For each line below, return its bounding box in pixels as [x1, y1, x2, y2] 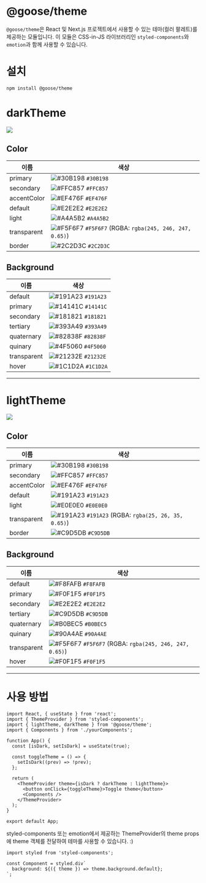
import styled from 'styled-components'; [6, 849, 114, 856]
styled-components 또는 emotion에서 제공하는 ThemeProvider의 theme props [6, 830, 199, 837]
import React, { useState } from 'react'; [6, 710, 116, 717]
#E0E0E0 [85, 502, 108, 509]
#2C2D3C [88, 243, 110, 249]
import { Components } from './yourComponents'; [6, 726, 133, 733]
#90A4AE [85, 631, 107, 637]
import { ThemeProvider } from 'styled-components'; [6, 716, 144, 722]
